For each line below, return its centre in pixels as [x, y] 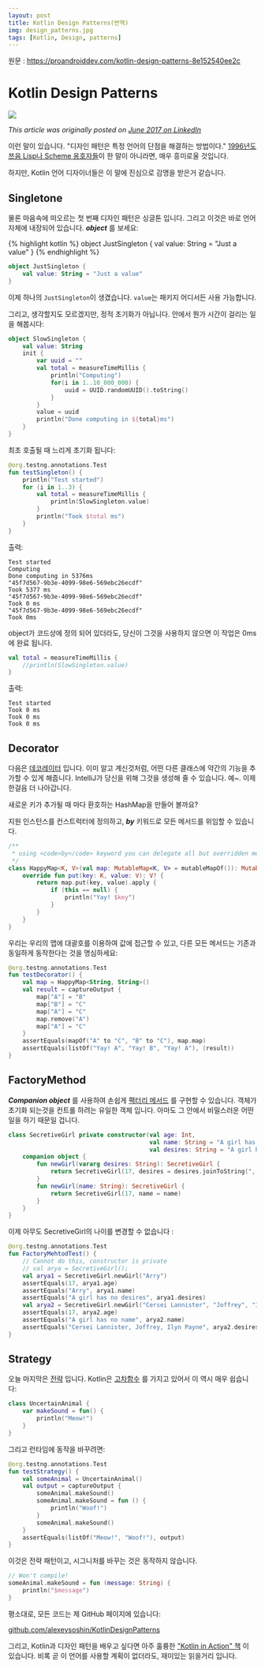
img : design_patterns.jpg [50, 30]
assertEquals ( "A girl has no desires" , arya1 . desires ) [114, 1298]
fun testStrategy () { [44, 1472]
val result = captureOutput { [72, 990]
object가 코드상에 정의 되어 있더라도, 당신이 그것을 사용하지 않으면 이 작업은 [124, 632]
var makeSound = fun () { [63, 1411]
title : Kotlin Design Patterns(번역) [68, 23]
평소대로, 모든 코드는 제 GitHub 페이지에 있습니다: [85, 1614]
